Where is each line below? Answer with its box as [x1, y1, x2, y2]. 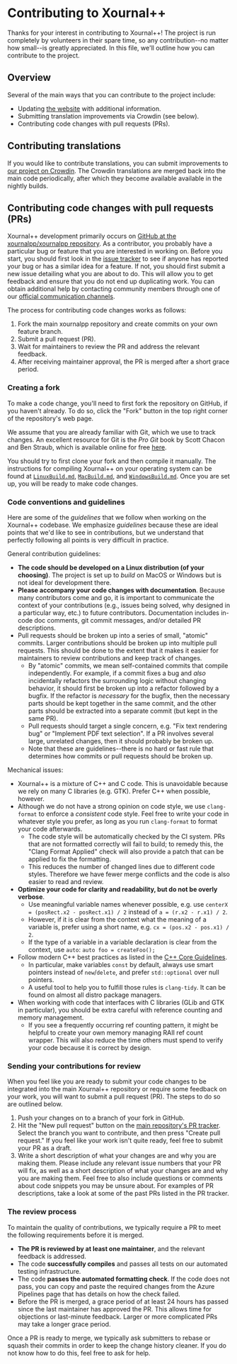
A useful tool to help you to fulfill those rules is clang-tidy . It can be [28, 983, 226, 991]
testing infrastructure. [17, 1267, 81, 1275]
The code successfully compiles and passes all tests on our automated [17, 1259, 228, 1268]
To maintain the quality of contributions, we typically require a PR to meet [7, 1223, 221, 1231]
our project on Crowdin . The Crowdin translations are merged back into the [7, 166, 226, 175]
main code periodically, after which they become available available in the [7, 174, 223, 182]
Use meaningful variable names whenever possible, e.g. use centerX [28, 900, 229, 908]
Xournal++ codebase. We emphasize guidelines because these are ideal [7, 520, 219, 529]
